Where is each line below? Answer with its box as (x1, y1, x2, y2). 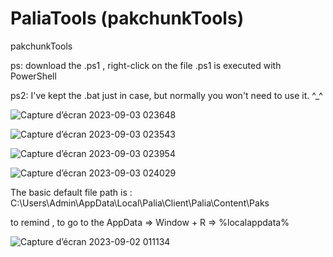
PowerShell (10, 70, 57, 82)
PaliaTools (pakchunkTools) (10, 7, 245, 30)
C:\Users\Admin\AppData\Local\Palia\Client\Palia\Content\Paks (10, 197, 270, 209)
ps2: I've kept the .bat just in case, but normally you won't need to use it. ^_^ (10, 89, 323, 101)
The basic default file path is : (10, 186, 133, 198)
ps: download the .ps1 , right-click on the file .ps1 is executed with (10, 59, 282, 71)
